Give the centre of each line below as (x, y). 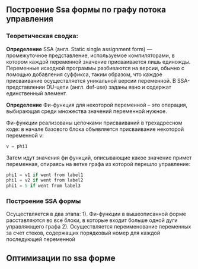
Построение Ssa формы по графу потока (86, 10)
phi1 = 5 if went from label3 (44, 186)
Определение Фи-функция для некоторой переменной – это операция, (97, 105)
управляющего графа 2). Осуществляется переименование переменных (99, 227)
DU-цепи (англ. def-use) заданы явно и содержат (109, 87)
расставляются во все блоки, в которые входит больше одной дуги (92, 220)
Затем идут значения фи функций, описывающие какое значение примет (99, 158)
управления (30, 19)
